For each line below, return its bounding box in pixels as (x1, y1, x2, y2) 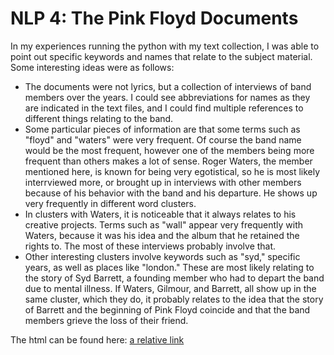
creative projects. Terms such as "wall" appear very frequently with (24, 218, 303, 231)
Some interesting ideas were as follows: (10, 61, 175, 73)
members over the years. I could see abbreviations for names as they (24, 91, 311, 103)
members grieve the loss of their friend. (24, 314, 189, 326)
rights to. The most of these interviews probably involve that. (24, 240, 277, 252)
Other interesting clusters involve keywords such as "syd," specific (24, 250, 301, 262)
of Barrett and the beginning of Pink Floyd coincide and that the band (24, 303, 311, 316)
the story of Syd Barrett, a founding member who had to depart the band (24, 272, 325, 284)
